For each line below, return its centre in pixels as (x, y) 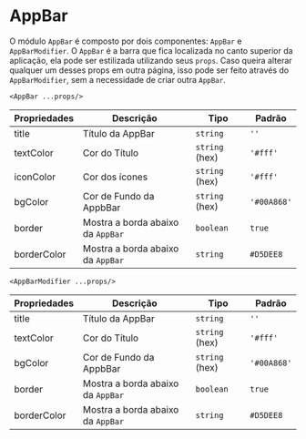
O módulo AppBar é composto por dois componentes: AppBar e (126, 41)
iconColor (35, 177)
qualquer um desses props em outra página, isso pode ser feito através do (149, 70)
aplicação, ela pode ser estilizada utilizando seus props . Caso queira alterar (151, 60)
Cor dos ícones (115, 177)
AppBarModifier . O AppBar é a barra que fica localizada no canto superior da (151, 50)
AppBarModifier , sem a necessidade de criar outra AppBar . (117, 79)
